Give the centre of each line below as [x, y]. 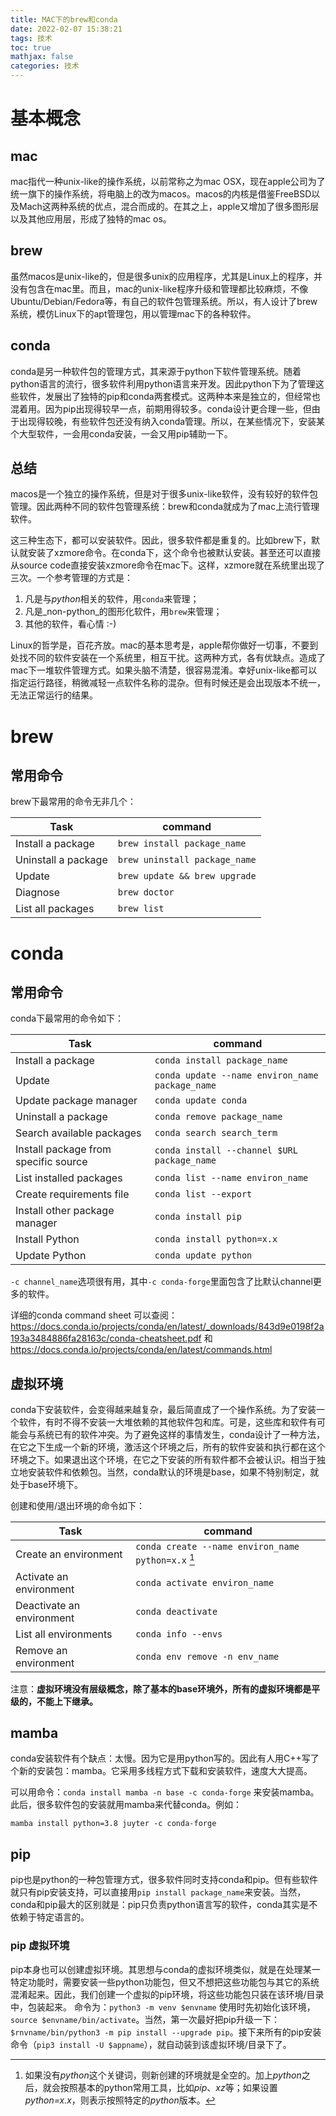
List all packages [55, 909]
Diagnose [38, 893]
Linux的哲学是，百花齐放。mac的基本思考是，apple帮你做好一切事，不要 [160, 645]
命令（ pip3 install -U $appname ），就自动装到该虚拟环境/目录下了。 [151, 2044]
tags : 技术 [31, 38]
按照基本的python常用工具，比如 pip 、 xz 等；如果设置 [168, 2087]
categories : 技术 [45, 66]
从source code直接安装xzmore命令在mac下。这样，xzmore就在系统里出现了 [167, 565]
